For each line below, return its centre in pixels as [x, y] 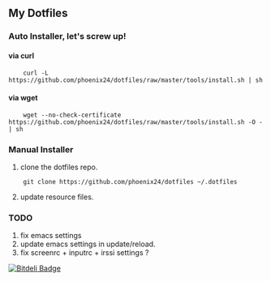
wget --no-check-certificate [72, 115]
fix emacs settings [51, 236]
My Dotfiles [38, 13]
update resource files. [57, 197]
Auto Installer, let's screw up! [67, 36]
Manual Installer [41, 149]
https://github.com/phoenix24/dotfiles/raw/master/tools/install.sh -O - [136, 122]
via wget [23, 98]
